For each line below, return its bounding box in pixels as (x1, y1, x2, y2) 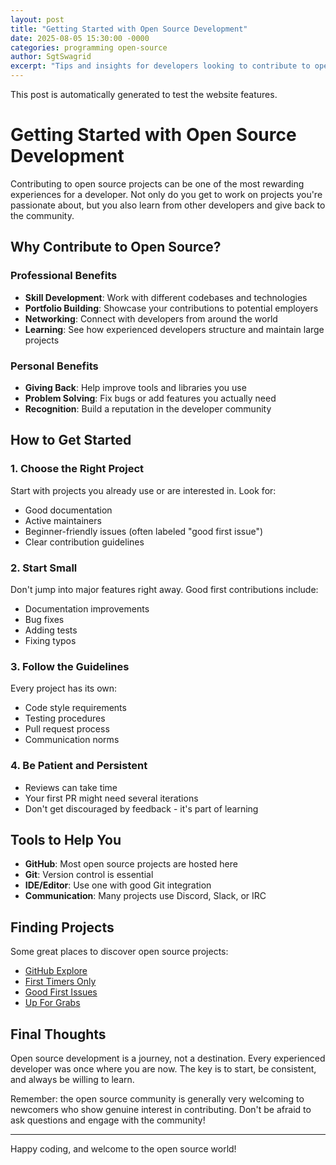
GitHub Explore (24, 965, 88, 977)
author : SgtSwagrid (10, 52, 92, 62)
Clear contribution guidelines (24, 536, 145, 548)
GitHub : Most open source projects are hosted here (24, 858, 238, 870)
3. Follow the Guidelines (10, 659, 130, 673)
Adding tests (24, 624, 78, 636)
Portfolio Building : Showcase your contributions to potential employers (24, 302, 319, 314)
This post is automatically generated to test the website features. (10, 89, 278, 100)
